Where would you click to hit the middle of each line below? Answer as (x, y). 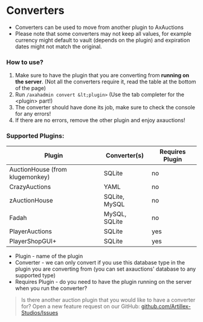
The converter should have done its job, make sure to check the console (105, 108)
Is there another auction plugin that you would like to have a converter (108, 300)
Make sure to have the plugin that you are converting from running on (102, 76)
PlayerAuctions (31, 231)
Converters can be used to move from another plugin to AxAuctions (99, 27)
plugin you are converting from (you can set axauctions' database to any (105, 269)
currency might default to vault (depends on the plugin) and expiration (102, 40)
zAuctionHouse (31, 200)
